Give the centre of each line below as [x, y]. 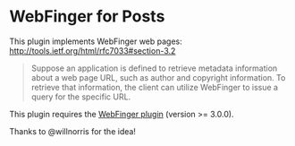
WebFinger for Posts [87, 17]
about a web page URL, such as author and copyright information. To [158, 77]
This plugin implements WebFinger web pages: [96, 41]
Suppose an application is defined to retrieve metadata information [154, 68]
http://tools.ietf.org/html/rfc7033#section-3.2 [93, 50]
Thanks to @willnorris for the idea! [73, 131]
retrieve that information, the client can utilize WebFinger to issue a [155, 87]
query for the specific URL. [81, 97]
